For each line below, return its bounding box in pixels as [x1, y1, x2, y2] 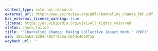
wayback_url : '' [5, 39, 38, 44]
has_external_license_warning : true [5, 16, 79, 21]
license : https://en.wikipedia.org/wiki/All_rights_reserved [5, 20, 132, 26]
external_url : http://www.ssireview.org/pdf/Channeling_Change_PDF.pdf [5, 12, 153, 17]
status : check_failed [5, 25, 49, 30]
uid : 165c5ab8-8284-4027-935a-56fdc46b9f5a [5, 34, 95, 39]
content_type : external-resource [5, 7, 73, 12]
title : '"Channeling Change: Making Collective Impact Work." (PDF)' [5, 30, 149, 34]
